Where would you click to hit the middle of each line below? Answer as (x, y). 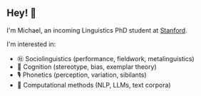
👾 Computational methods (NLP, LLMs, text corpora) (94, 85)
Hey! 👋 (22, 13)
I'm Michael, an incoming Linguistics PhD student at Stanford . (97, 30)
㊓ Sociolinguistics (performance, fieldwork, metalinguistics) (105, 58)
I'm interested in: (31, 44)
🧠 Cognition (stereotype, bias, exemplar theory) (87, 66)
